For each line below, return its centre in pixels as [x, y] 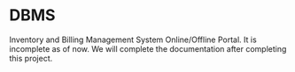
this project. [31, 58]
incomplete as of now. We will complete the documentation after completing [148, 48]
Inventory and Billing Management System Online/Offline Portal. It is [133, 40]
